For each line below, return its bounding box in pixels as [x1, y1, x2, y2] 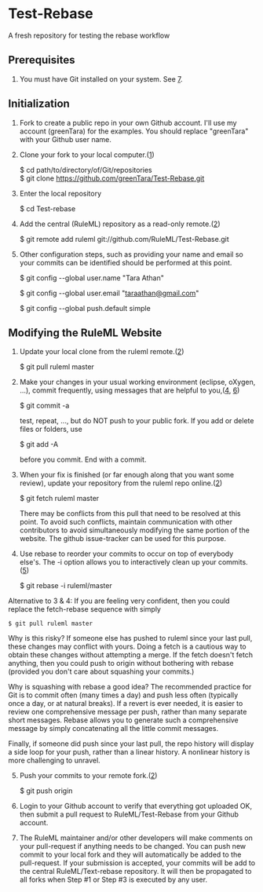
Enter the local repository [19, 188, 102, 198]
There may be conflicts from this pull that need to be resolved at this [19, 509, 241, 518]
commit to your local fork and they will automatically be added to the [19, 850, 242, 860]
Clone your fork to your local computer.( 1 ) [19, 150, 155, 159]
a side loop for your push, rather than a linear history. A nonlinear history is [8, 748, 250, 757]
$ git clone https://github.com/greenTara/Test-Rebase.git [19, 174, 205, 183]
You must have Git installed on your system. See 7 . [19, 74, 183, 83]
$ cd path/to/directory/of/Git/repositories [19, 165, 153, 174]
